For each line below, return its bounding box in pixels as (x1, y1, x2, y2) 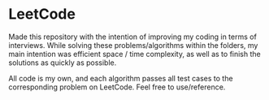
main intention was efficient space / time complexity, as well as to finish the (8, 49, 262, 59)
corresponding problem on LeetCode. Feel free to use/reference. (8, 82, 226, 92)
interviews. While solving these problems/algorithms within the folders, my (8, 40, 258, 50)
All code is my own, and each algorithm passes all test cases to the (8, 73, 233, 83)
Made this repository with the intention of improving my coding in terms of (8, 32, 258, 41)
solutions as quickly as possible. (8, 58, 117, 67)
